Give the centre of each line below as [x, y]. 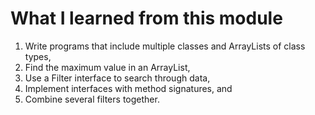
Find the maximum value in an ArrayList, [107, 67]
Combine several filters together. [92, 99]
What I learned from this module [146, 18]
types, [38, 56]
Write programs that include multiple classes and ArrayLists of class [165, 46]
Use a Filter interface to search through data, [117, 78]
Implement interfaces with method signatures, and [128, 88]
